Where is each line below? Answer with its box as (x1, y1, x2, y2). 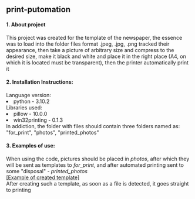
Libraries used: (6, 104, 42, 111)
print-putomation (6, 5, 71, 15)
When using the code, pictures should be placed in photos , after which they (6, 155, 190, 162)
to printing (6, 187, 31, 193)
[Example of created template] (6, 174, 80, 181)
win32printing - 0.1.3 (14, 116, 63, 123)
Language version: (6, 91, 51, 98)
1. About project (6, 20, 46, 28)
